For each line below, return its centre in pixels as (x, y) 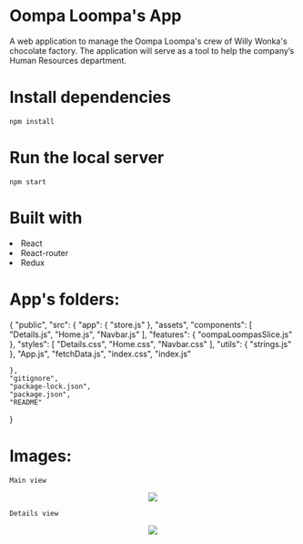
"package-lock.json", (50, 386)
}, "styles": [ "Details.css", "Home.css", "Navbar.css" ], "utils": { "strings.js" (151, 344)
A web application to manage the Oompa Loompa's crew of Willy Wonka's (149, 41)
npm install (32, 121)
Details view (34, 513)
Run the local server (87, 158)
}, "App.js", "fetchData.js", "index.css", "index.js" (101, 354)
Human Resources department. (68, 60)
